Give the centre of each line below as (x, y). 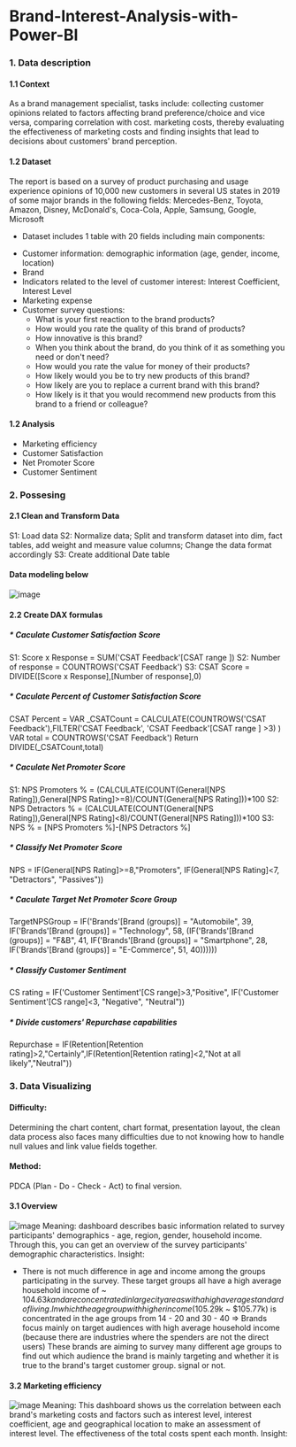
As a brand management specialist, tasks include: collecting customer (137, 104)
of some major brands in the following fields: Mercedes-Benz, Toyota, (136, 200)
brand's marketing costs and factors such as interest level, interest (130, 1415)
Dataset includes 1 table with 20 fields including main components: (143, 236)
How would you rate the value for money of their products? (142, 366)
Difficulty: (28, 1107)
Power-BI (44, 35)
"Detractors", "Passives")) (57, 879)
